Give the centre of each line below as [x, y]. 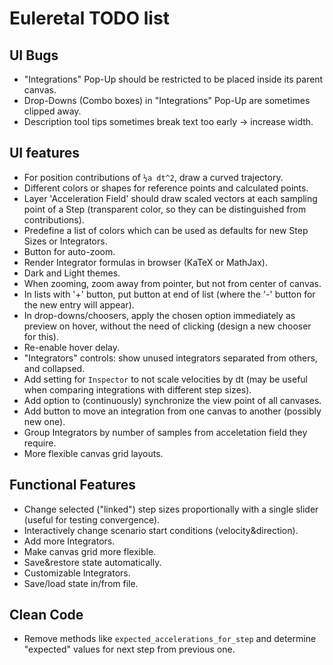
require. [40, 443]
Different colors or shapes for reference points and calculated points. [166, 188]
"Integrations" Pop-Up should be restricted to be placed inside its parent [173, 79]
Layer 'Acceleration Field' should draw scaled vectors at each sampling [170, 198]
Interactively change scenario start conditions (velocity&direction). [161, 530]
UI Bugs [34, 55]
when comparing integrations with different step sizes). [137, 389]
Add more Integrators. [69, 541]
